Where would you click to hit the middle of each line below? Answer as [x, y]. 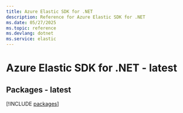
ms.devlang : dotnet [30, 34]
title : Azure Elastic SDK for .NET [50, 11]
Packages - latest [39, 90]
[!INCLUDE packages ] [33, 104]
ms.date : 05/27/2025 [31, 22]
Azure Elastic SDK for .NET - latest [92, 68]
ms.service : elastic [31, 39]
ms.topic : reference [31, 28]
